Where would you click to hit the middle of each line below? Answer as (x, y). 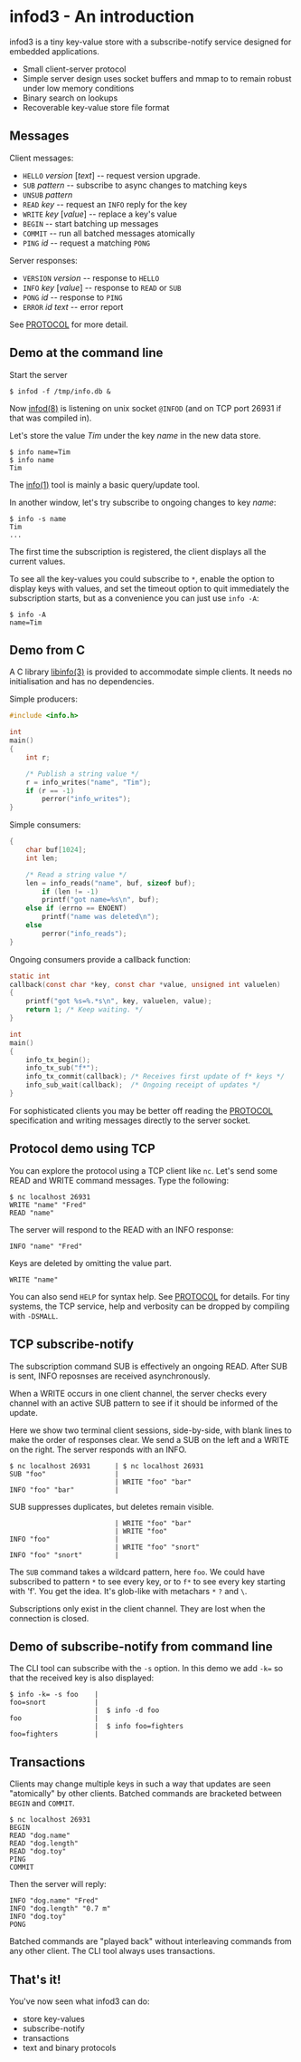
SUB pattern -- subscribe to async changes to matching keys (135, 185)
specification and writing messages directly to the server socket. (130, 1120)
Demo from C (47, 650)
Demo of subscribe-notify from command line (141, 1646)
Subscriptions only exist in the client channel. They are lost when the (137, 1608)
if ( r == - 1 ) (50, 790)
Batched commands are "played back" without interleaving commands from (150, 1941)
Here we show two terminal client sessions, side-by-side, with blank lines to (150, 1430)
